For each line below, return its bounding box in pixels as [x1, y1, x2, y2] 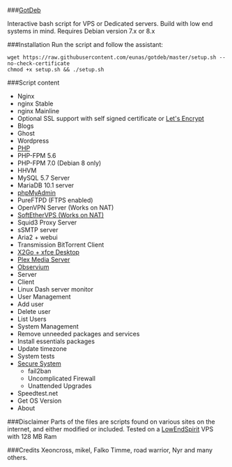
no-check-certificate [7, 60, 70, 67]
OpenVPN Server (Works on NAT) [17, 203, 114, 212]
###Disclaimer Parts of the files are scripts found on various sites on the [7, 417, 215, 426]
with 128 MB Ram [7, 433, 57, 440]
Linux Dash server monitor [17, 285, 94, 293]
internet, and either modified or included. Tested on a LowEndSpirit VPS [7, 425, 214, 433]
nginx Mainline [17, 107, 60, 115]
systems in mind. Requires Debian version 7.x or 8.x [7, 27, 155, 35]
